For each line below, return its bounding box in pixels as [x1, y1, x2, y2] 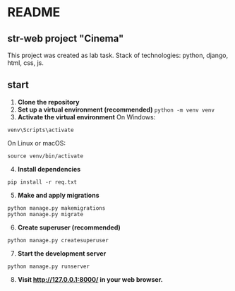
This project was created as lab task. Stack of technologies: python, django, [7, 51, 229, 59]
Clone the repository [17, 97, 80, 106]
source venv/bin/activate [7, 153, 83, 160]
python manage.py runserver [7, 263, 90, 270]
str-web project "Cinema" [7, 32, 124, 44]
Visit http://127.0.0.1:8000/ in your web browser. [17, 275, 164, 283]
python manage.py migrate [7, 210, 83, 218]
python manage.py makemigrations [7, 204, 106, 212]
